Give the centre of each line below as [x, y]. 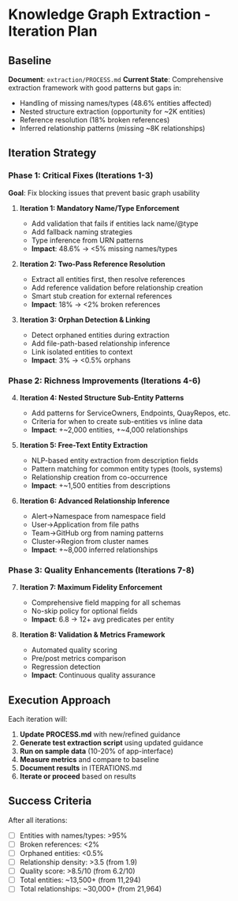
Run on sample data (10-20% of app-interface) [96, 751]
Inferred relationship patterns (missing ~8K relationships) [112, 128]
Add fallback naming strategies [82, 231]
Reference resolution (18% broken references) [95, 120]
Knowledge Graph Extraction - [110, 15]
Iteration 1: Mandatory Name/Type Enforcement [99, 208]
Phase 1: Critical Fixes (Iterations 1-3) [81, 175]
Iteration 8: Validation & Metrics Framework [92, 635]
